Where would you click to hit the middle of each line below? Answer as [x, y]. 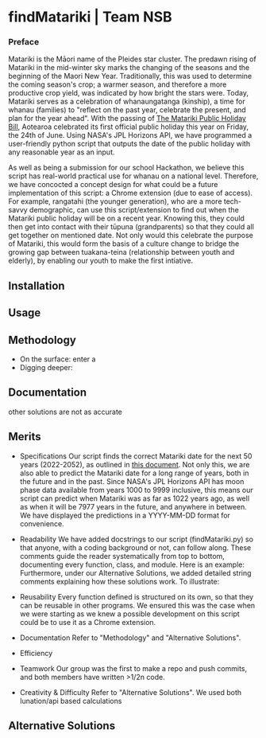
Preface [24, 42]
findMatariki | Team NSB [90, 17]
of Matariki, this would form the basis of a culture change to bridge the [124, 244]
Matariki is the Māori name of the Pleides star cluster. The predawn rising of [132, 59]
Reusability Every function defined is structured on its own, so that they [137, 596]
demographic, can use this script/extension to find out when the [134, 210]
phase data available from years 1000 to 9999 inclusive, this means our [137, 490]
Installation [37, 285]
